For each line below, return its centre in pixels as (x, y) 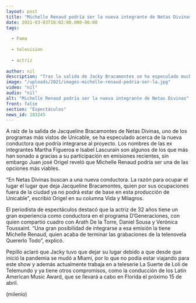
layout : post (22, 11)
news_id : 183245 (26, 114)
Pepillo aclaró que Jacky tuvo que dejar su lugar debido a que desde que (94, 252)
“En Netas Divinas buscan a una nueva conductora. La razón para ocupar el (97, 180)
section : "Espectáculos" (36, 109)
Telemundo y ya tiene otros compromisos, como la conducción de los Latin (96, 271)
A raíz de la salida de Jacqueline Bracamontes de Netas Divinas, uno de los (97, 131)
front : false (22, 104)
